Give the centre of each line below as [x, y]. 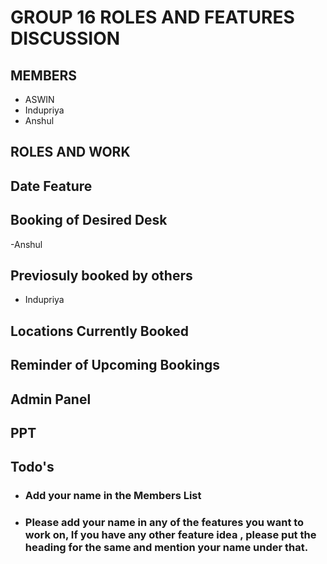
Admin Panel [51, 399]
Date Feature [51, 186]
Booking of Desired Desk [89, 220]
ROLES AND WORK [70, 152]
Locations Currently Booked [99, 331]
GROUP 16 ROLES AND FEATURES [152, 17]
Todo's [32, 467]
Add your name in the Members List [113, 496]
